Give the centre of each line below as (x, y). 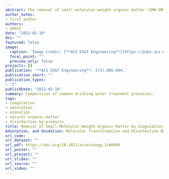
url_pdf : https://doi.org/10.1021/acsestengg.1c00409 (63, 145)
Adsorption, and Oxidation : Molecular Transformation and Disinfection (82, 131)
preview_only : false (31, 61)
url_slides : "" (21, 159)
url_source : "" (21, 163)
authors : (14, 24)
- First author (21, 19)
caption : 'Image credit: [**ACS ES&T (49, 52)
